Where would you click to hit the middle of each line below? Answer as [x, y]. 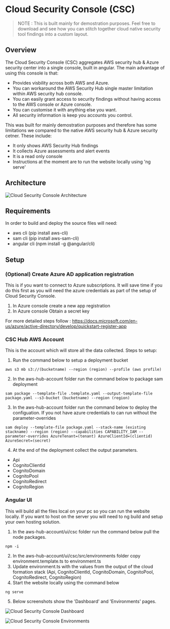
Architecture [26, 183]
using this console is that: [32, 73]
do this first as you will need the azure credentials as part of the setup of [81, 291]
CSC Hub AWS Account [35, 339]
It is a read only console [37, 156]
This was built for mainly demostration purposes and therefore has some [81, 125]
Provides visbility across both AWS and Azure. [61, 83]
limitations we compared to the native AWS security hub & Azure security [81, 130]
